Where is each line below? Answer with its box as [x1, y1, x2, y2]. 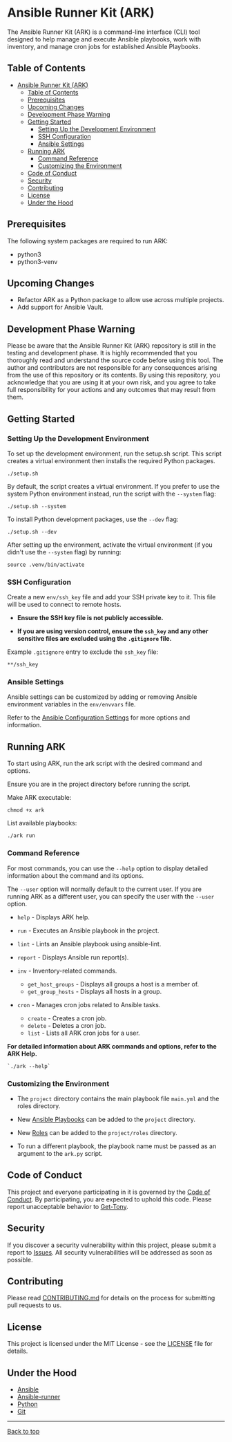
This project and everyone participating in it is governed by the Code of [7, 1188, 211, 1196]
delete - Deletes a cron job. [27, 1021, 106, 1029]
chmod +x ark [7, 807, 45, 814]
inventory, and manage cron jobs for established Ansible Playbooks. [7, 42, 201, 50]
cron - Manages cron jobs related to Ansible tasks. [17, 1000, 161, 1009]
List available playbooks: [7, 819, 77, 827]
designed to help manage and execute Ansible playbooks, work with [7, 35, 202, 43]
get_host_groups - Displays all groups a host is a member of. [27, 980, 200, 988]
